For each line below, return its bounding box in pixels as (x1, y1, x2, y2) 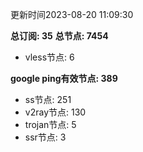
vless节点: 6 (24, 51, 75, 63)
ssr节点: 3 (24, 131, 67, 143)
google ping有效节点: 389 (10, 73, 118, 84)
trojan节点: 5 (24, 119, 77, 130)
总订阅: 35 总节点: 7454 (10, 30, 109, 42)
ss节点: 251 (24, 94, 72, 105)
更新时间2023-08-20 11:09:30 (10, 9, 134, 20)
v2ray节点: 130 (24, 106, 87, 118)
